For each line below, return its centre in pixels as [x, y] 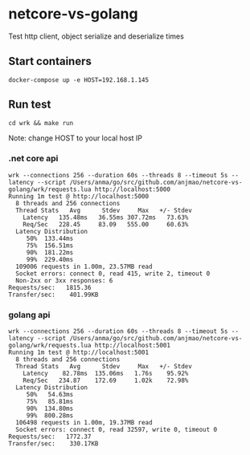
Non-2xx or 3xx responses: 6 [64, 280]
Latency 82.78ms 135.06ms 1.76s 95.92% [106, 374]
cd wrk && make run [41, 123]
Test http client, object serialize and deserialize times [96, 36]
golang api [29, 315]
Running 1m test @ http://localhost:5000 [79, 196]
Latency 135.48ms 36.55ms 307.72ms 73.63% [106, 217]
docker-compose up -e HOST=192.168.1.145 [79, 80]
